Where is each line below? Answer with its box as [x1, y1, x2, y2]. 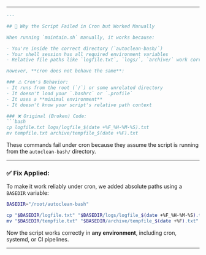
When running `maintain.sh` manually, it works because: [6, 34, 155, 41]
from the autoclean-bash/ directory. [6, 148, 96, 155]
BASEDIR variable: [6, 189, 49, 197]
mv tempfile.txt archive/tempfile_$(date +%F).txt [6, 130, 139, 136]
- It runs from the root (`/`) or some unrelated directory [6, 85, 164, 91]
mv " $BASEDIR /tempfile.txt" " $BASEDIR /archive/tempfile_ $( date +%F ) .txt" [6, 218, 199, 224]
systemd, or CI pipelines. [6, 235, 69, 243]
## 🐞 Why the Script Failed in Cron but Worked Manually [6, 23, 155, 29]
